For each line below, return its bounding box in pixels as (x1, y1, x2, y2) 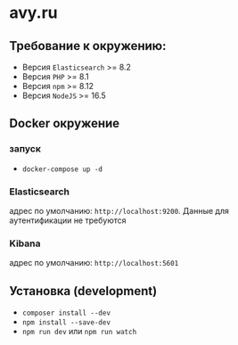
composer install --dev (21, 308, 111, 318)
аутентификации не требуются (9, 215, 127, 226)
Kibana (9, 237, 41, 250)
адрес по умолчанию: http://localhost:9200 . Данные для (9, 205, 229, 216)
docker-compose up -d (21, 164, 103, 174)
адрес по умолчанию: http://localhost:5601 (9, 258, 179, 268)
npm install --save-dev (21, 318, 111, 327)
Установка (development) (9, 283, 158, 299)
